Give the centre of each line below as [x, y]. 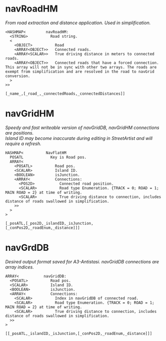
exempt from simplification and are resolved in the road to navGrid [80, 72]
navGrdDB [27, 248]
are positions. [19, 133]
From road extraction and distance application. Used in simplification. [78, 23]
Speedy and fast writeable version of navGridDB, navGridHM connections [82, 127]
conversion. [18, 76]
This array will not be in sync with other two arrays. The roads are [81, 67]
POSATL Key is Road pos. [48, 157]
